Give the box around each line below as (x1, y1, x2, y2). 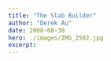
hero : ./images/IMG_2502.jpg (8, 33, 104, 42)
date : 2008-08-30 (8, 26, 65, 34)
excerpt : (8, 41, 37, 49)
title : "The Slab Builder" (8, 11, 97, 20)
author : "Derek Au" (8, 19, 72, 27)
